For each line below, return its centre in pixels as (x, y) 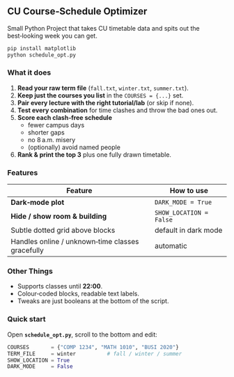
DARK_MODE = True (183, 202)
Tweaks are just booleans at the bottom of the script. (93, 301)
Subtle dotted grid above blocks (63, 231)
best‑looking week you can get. (52, 36)
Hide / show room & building (59, 217)
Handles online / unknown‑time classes (75, 242)
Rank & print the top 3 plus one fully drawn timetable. (94, 154)
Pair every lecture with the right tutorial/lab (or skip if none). (106, 102)
